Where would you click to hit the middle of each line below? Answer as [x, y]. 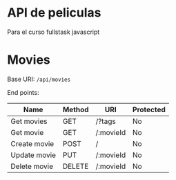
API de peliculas [54, 13]
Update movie [33, 155]
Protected [149, 109]
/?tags [106, 121]
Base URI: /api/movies [39, 79]
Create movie [32, 143]
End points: [23, 92]
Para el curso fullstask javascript [53, 32]
